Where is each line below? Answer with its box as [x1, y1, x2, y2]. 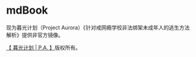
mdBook [6, 4, 49, 17]
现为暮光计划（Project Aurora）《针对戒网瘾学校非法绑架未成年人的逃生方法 [6, 24, 190, 31]
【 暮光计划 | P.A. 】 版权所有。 [6, 44, 81, 51]
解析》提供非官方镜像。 [6, 31, 64, 39]
